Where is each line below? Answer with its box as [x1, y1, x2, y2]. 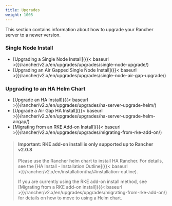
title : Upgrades [5, 7, 40, 13]
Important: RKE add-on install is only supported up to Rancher [17, 141, 154, 147]
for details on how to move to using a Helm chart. [17, 195, 122, 201]
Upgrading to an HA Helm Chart [5, 85, 86, 92]
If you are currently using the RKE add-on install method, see [17, 178, 147, 185]
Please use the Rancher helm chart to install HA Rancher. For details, [17, 158, 163, 164]
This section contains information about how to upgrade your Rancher [5, 26, 154, 32]
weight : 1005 [5, 12, 33, 17]
